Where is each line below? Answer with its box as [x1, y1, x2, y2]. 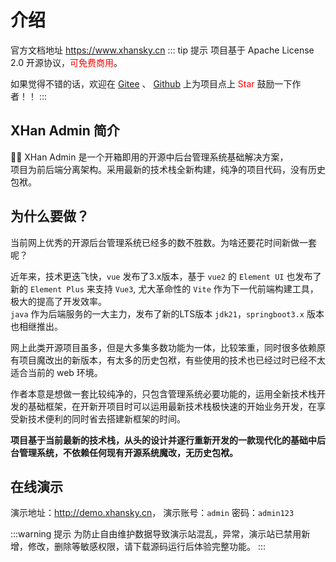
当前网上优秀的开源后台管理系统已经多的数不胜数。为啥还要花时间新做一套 [10, 236, 317, 248]
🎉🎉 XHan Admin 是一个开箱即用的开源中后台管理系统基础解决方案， [10, 151, 289, 163]
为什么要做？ [10, 208, 90, 225]
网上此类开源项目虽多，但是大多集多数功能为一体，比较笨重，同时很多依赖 [10, 341, 317, 353]
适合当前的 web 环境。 [10, 366, 103, 378]
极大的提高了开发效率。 [10, 295, 107, 307]
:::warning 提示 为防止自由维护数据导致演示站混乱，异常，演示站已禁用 [10, 528, 302, 540]
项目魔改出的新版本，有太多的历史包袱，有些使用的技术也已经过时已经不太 [18, 354, 326, 366]
